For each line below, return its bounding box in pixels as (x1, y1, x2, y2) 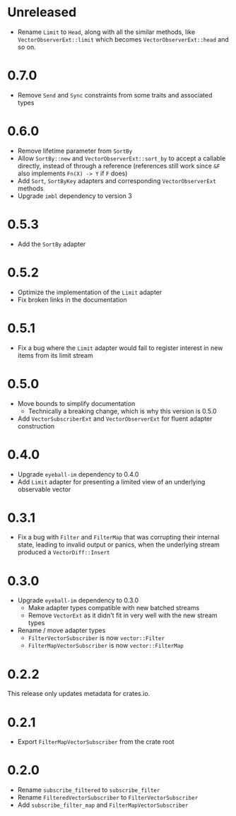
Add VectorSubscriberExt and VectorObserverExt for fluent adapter (17, 414, 213, 423)
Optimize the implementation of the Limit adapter (17, 288, 163, 296)
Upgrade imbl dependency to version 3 (17, 192, 132, 200)
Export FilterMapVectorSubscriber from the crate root (17, 738, 175, 746)
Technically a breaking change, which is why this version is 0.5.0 (28, 407, 217, 415)
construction (17, 421, 55, 430)
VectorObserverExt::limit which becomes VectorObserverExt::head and (17, 35, 230, 43)
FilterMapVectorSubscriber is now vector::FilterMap (28, 641, 184, 650)
